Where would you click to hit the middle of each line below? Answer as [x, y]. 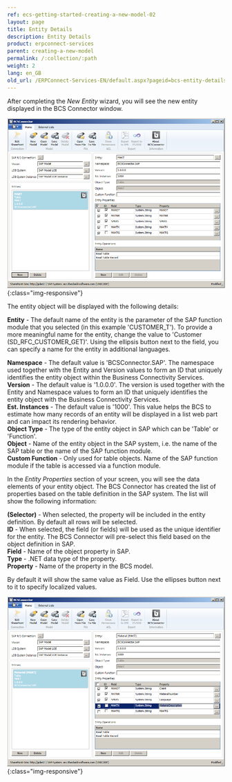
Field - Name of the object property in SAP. [69, 551]
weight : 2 [21, 66]
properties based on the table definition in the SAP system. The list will [108, 494]
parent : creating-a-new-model [51, 51]
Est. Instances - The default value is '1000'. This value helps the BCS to [109, 407]
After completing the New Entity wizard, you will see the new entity [103, 101]
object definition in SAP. [41, 544]
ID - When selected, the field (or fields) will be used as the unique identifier [114, 529]
